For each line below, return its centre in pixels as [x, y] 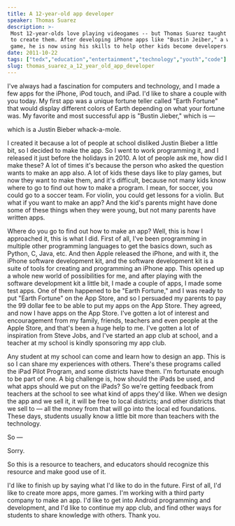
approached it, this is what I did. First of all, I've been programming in [107, 238]
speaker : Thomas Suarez [42, 20]
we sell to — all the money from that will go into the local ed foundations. [112, 408]
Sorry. [16, 450]
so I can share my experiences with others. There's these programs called [114, 364]
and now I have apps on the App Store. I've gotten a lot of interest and [108, 313]
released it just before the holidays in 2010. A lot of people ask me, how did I [117, 158]
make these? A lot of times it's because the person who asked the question [115, 165]
